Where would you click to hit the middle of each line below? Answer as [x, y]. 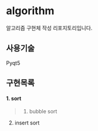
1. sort [14, 98]
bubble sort [43, 112]
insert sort [27, 123]
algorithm [30, 11]
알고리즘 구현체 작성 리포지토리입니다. [49, 28]
